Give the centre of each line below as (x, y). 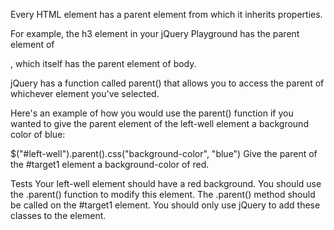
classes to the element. (58, 215)
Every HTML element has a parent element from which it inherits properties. (166, 14)
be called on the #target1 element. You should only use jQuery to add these (165, 205)
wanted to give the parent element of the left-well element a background (159, 123)
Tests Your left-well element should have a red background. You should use (166, 183)
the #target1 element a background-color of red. (110, 164)
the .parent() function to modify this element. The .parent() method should (163, 194)
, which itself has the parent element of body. (103, 63)
